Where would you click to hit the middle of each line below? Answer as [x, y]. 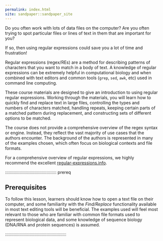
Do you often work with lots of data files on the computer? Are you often [77, 28]
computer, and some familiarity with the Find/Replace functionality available [81, 204]
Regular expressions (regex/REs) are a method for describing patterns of [78, 62]
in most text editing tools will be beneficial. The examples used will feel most [81, 209]
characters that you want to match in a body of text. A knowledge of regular [81, 67]
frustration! [16, 53]
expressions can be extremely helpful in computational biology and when [78, 72]
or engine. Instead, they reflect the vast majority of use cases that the [75, 133]
